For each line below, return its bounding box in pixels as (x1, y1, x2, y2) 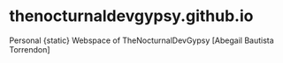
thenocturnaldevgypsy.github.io (9, 6, 254, 26)
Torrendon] (9, 44, 50, 54)
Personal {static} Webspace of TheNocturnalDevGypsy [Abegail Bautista (9, 35, 274, 45)
